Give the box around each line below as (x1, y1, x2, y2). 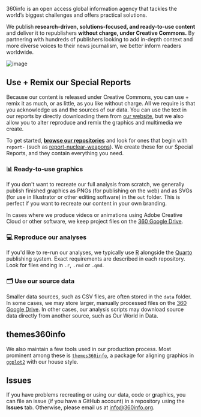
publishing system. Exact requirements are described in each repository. (6, 255, 185, 262)
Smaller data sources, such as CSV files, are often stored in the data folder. (6, 293, 192, 300)
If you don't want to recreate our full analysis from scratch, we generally (6, 181, 185, 188)
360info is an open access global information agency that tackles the (6, 5, 177, 12)
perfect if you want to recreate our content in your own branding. (6, 200, 167, 207)
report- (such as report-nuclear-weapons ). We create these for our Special (6, 143, 193, 150)
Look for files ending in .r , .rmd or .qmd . (6, 262, 104, 269)
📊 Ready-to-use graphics (6, 165, 83, 173)
